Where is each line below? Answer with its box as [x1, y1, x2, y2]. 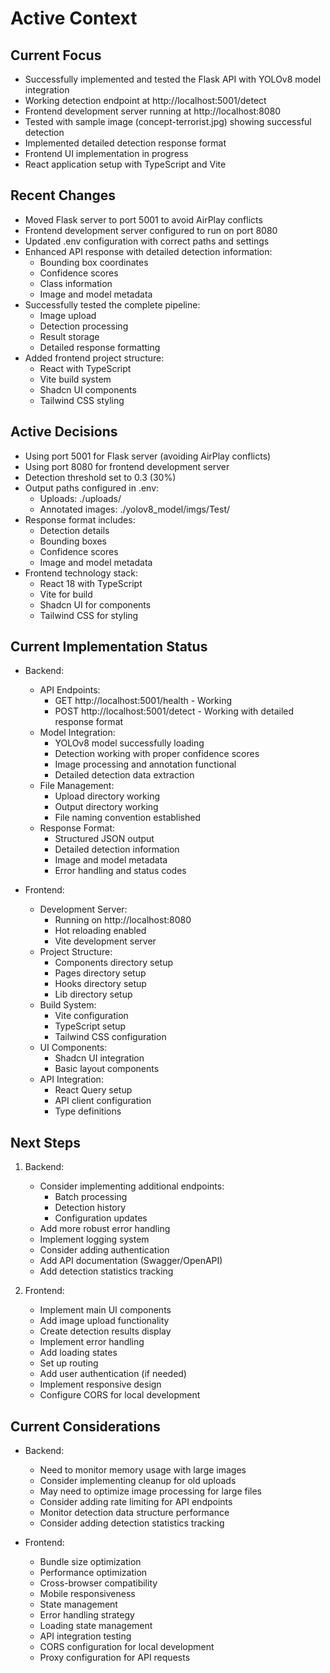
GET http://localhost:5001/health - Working [54, 695, 233, 707]
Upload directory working [54, 790, 160, 802]
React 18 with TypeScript [39, 577, 143, 589]
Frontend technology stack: [24, 567, 139, 579]
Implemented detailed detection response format [24, 137, 227, 149]
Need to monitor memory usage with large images [39, 1464, 247, 1476]
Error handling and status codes [54, 865, 187, 877]
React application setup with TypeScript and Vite [24, 158, 227, 170]
